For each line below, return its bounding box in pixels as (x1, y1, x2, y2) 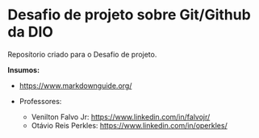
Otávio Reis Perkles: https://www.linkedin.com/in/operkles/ (31, 120, 228, 130)
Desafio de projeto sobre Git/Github (7, 6, 251, 24)
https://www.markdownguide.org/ (19, 81, 132, 90)
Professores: (19, 96, 62, 106)
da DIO (7, 23, 54, 41)
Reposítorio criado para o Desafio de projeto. (7, 49, 157, 59)
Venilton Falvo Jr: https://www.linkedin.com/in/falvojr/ (31, 111, 211, 122)
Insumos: (7, 65, 40, 74)
